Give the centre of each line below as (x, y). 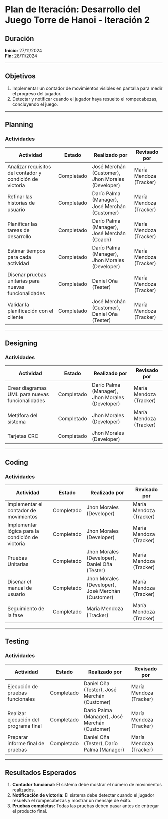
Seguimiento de (26, 608)
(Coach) (102, 239)
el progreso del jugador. (37, 93)
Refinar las (20, 196)
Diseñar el (19, 581)
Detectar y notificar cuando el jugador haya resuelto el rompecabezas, (85, 99)
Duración (20, 38)
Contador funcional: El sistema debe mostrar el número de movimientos (87, 785)
